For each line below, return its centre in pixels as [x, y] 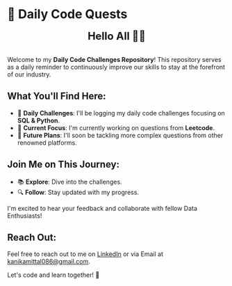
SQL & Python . [39, 120]
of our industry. [29, 74]
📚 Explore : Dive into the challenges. [70, 182]
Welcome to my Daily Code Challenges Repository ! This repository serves [114, 59]
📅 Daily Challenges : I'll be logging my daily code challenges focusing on [121, 113]
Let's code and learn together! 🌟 [53, 275]
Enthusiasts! [25, 216]
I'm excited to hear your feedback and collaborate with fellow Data [102, 208]
